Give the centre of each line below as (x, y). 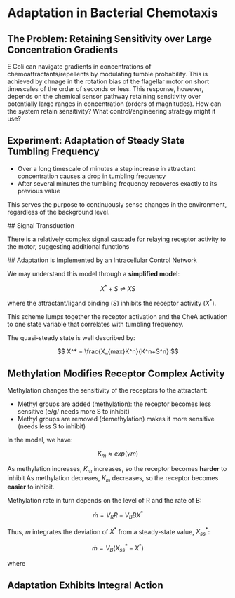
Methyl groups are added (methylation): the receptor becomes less (114, 404)
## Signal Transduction (41, 225)
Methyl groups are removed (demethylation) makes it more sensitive (116, 419)
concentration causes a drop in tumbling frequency (92, 176)
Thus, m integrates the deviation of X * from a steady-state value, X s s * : (109, 532)
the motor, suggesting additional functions (68, 246)
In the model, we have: (40, 440)
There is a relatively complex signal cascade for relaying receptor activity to (117, 239)
